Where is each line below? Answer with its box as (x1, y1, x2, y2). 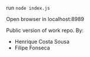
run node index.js (6, 5, 50, 11)
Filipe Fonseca (14, 44, 50, 51)
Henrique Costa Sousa (14, 38, 69, 45)
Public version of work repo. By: (6, 27, 84, 34)
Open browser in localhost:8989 (6, 16, 84, 22)
